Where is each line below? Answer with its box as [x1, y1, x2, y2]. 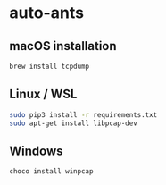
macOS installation [9, 38, 118, 54]
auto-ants [9, 3, 85, 23]
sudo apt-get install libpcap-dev [9, 119, 138, 128]
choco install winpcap [9, 167, 94, 176]
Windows [9, 143, 63, 158]
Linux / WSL [9, 87, 78, 102]
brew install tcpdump [9, 62, 90, 71]
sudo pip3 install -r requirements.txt [9, 110, 158, 119]
